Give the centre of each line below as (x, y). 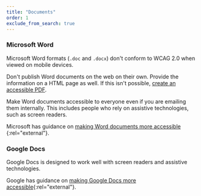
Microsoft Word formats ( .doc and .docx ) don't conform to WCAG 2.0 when (101, 58)
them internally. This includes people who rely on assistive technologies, (97, 108)
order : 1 (17, 18)
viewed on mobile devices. (40, 64)
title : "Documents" (31, 12)
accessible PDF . (27, 89)
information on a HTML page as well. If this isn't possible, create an (91, 83)
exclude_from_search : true (41, 23)
